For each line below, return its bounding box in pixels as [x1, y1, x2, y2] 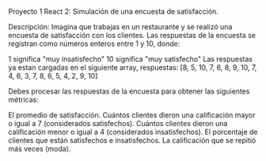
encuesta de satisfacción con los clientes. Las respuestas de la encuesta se [8, 31, 256, 40]
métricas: [8, 95, 40, 104]
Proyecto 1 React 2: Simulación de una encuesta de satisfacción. [8, 7, 219, 16]
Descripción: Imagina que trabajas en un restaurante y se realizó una [8, 22, 233, 31]
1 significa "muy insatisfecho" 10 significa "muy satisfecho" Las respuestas [8, 55, 253, 63]
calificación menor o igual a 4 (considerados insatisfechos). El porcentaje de [8, 127, 259, 136]
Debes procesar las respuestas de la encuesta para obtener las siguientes [8, 86, 250, 96]
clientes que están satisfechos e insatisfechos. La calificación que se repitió [8, 136, 256, 145]
